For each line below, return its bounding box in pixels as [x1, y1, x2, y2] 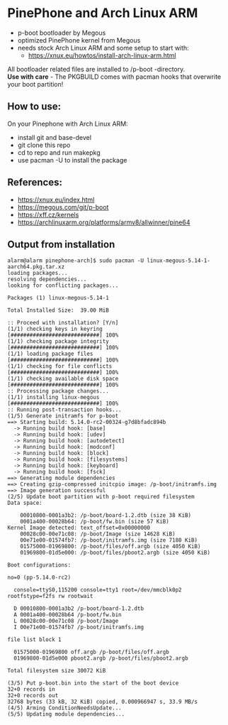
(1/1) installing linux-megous [7, 394, 100, 401]
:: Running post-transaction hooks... [7, 406, 122, 413]
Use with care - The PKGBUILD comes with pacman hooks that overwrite [7, 72, 222, 81]
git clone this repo [17, 141, 71, 149]
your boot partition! [7, 80, 64, 88]
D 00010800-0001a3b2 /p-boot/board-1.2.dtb [13, 605, 144, 612]
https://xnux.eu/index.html [17, 195, 95, 204]
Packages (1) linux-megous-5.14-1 [7, 295, 110, 302]
